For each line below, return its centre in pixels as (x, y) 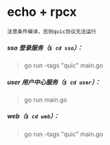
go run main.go (45, 100)
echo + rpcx (42, 12)
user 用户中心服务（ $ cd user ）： (54, 82)
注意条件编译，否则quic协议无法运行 (52, 32)
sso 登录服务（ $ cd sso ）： (45, 47)
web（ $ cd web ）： (33, 116)
